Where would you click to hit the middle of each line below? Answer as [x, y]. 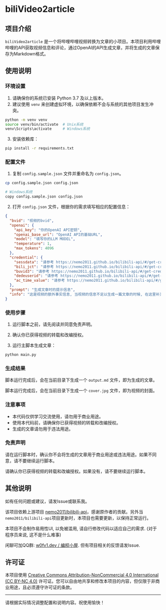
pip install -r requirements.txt [40, 149]
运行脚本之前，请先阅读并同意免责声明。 [53, 324]
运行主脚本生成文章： [34, 346]
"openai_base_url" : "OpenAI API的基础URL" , [58, 234]
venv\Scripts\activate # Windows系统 [48, 129]
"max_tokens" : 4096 [34, 249]
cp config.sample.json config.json [42, 183]
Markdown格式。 [31, 54]
